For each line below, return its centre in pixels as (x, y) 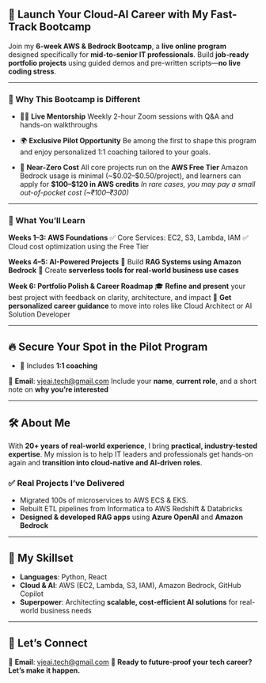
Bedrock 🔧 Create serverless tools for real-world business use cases (123, 271)
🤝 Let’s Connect (48, 643)
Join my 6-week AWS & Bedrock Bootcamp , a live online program (118, 46)
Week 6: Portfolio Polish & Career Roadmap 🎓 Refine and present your (127, 286)
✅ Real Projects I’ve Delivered (66, 483)
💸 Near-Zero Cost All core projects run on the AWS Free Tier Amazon (134, 168)
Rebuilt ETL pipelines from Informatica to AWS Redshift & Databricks (131, 509)
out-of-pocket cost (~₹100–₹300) (74, 193)
